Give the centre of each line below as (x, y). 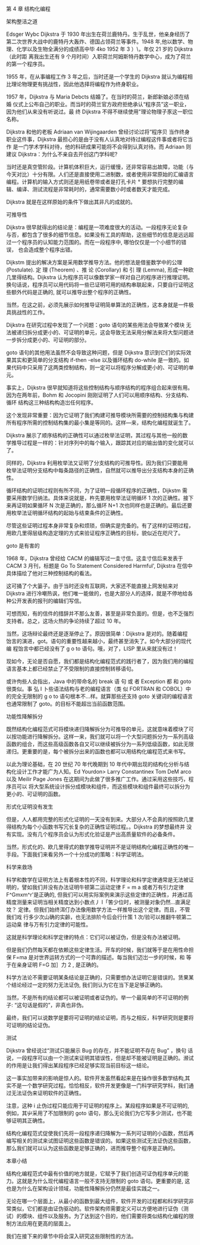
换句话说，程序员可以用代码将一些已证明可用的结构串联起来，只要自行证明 (97, 285)
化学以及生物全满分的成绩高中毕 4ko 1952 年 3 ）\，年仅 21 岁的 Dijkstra (105, 49)
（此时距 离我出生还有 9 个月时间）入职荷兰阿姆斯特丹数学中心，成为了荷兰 (99, 56)
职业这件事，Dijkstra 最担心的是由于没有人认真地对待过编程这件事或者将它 (97, 139)
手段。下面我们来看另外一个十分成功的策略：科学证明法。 (76, 854)
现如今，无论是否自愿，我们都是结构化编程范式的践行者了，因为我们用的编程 (100, 661)
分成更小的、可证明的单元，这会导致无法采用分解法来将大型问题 (110, 332)
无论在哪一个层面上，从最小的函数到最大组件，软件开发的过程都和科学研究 (97, 1201)
